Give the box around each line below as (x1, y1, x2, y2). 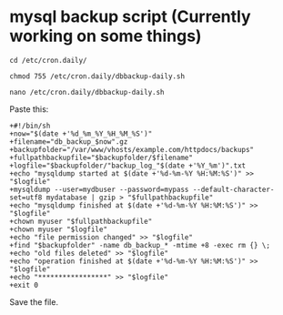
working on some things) (9, 25, 202, 46)
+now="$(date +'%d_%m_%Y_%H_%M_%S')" (9, 129, 153, 138)
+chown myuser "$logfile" (9, 225, 107, 234)
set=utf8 (9, 193, 43, 202)
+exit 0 (9, 280, 39, 290)
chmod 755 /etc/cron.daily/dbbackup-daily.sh (9, 71, 185, 81)
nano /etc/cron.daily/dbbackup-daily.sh (9, 87, 166, 97)
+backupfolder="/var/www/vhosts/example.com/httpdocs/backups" (9, 145, 255, 154)
